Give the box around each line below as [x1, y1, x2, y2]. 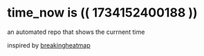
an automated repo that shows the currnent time [7, 28, 145, 36]
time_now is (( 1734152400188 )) [7, 5, 198, 21]
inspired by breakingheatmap [7, 41, 91, 49]
